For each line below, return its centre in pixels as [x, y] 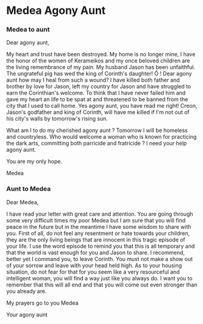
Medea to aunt [28, 30]
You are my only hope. [34, 162]
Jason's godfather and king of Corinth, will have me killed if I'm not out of [98, 112]
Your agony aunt [27, 314]
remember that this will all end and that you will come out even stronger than [102, 285]
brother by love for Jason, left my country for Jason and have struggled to [99, 87]
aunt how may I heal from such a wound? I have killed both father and [93, 80]
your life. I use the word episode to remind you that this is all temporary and [101, 246]
